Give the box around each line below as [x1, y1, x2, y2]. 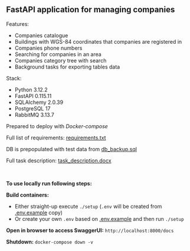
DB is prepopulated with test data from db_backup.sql [6, 145, 137, 152]
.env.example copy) [14, 209, 63, 216]
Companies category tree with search [14, 57, 107, 64]
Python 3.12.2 [14, 86, 48, 93]
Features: [6, 20, 30, 27]
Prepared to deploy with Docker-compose [6, 122, 108, 129]
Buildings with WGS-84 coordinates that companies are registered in [14, 38, 182, 45]
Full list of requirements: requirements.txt [6, 134, 106, 141]
